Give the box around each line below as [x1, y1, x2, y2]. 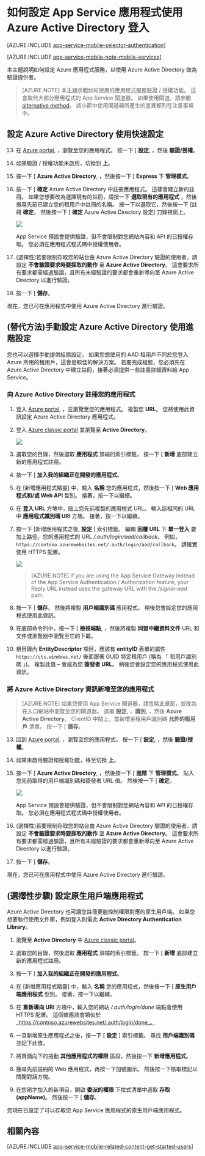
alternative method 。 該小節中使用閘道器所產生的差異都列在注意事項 [21, 101, 194, 109]
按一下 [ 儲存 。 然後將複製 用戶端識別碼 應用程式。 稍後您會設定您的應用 [15, 604, 198, 611]
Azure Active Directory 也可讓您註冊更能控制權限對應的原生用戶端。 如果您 [7, 908, 195, 915]
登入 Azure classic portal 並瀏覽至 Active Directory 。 [15, 426, 150, 433]
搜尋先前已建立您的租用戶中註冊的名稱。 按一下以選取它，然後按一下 [15, 200, 189, 208]
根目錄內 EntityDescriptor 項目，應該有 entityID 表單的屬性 [15, 645, 166, 653]
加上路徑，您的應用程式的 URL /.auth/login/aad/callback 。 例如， [15, 533, 181, 540]
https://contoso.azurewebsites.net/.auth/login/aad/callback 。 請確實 [15, 540, 198, 547]
